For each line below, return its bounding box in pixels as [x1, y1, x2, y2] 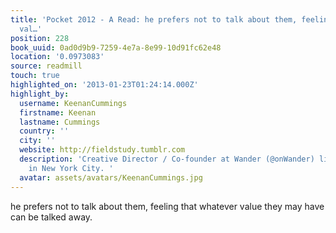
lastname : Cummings [19, 117, 101, 127]
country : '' [19, 126, 70, 136]
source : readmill [10, 61, 83, 71]
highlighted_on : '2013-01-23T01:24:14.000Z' [10, 80, 199, 90]
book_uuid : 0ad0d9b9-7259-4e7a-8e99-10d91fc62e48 [10, 42, 222, 53]
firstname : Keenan [19, 107, 97, 118]
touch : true [10, 71, 60, 81]
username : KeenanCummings [19, 98, 128, 108]
